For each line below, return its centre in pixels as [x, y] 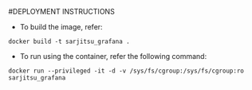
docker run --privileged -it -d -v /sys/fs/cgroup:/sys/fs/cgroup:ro [126, 71]
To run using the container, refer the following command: [113, 56]
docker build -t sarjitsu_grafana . [69, 41]
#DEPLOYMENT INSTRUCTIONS [62, 12]
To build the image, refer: [61, 27]
